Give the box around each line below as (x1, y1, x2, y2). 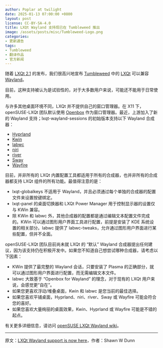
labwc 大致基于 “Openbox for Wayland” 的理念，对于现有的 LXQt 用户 (12, 276, 151, 282)
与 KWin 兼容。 (12, 207, 43, 213)
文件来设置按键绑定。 (12, 195, 55, 200)
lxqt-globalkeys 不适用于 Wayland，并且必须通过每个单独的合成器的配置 (12, 189, 156, 195)
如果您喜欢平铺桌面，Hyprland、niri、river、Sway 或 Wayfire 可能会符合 (12, 294, 157, 300)
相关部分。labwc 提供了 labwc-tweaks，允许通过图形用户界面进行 (20, 225, 152, 231)
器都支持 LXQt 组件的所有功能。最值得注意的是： (5, 178, 103, 184)
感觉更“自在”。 (25, 282, 55, 288)
